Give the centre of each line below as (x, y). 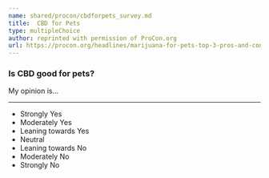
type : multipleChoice (44, 30)
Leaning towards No (53, 148)
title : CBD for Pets (44, 23)
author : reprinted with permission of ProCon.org (93, 38)
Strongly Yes (41, 114)
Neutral (32, 140)
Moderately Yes (46, 123)
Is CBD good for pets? (51, 74)
